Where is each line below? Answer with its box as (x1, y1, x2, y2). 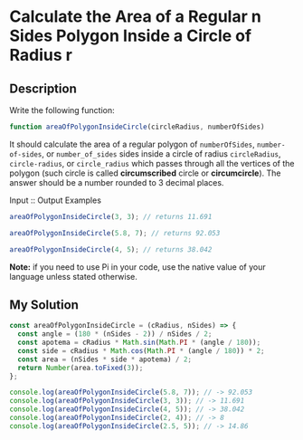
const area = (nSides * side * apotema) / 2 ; (17, 355, 193, 364)
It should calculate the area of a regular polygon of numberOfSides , (9, 139, 255, 149)
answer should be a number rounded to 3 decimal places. (9, 177, 224, 187)
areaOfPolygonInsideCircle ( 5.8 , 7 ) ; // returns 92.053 (9, 228, 221, 237)
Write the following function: (9, 105, 115, 115)
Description (9, 81, 77, 96)
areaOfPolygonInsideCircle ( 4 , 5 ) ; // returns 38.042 (9, 244, 213, 254)
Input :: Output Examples (9, 195, 102, 206)
